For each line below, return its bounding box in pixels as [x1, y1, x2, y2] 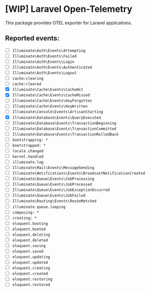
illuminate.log [12, 160, 44, 165]
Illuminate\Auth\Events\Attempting [12, 48, 86, 53]
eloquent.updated [12, 260, 48, 265]
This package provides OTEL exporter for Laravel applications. [5, 20, 132, 26]
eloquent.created [12, 271, 48, 276]
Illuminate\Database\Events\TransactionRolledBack [12, 132, 119, 137]
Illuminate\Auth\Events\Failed [12, 53, 77, 59]
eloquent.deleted [12, 238, 48, 243]
